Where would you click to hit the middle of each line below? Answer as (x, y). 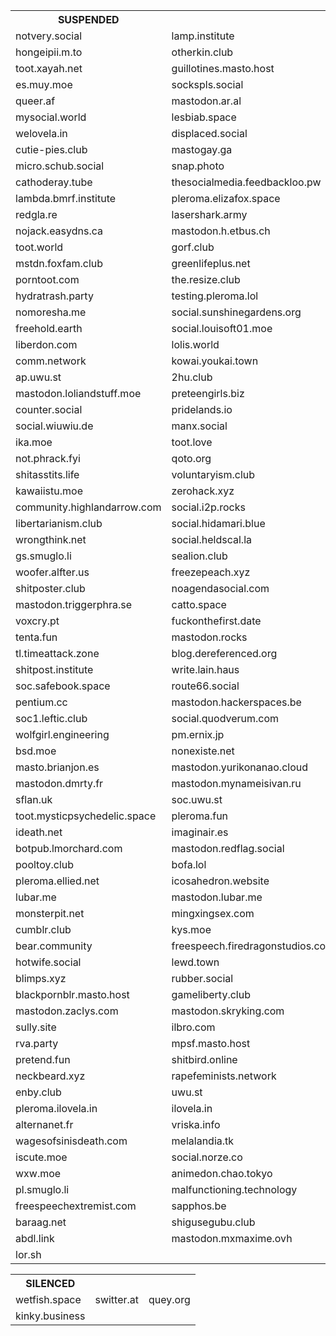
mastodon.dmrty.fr (59, 783)
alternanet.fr (44, 1124)
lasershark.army (209, 214)
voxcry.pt (37, 621)
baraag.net (41, 1222)
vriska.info (196, 1124)
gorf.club (193, 247)
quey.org (169, 1299)
